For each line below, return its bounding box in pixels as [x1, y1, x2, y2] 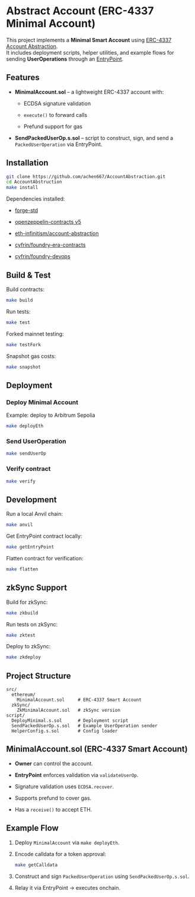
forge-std [14, 207, 39, 214]
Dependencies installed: [6, 195, 65, 202]
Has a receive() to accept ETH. [14, 806, 92, 813]
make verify [6, 478, 36, 484]
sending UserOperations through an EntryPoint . [6, 55, 124, 62]
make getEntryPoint [6, 544, 55, 550]
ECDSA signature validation [23, 100, 91, 107]
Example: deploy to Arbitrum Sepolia [6, 411, 95, 419]
